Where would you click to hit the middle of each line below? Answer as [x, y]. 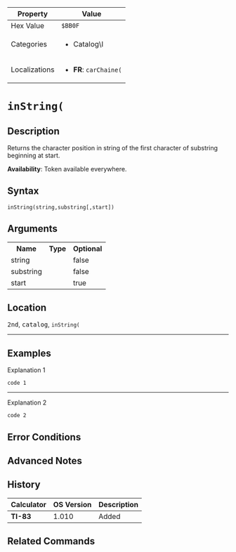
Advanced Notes [45, 461]
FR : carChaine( [98, 70]
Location [27, 308]
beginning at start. [34, 155]
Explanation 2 [27, 402]
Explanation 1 [26, 370]
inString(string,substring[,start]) [61, 207]
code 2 [17, 416]
